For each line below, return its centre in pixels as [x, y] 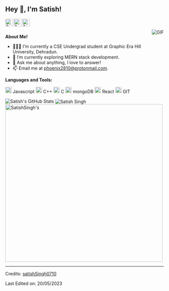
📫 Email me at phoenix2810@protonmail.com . [60, 68]
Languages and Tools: [29, 80]
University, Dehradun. [35, 51]
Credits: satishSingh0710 [31, 274]
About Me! [17, 36]
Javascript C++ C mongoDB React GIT [71, 91]
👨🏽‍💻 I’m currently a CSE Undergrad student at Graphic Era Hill [77, 46]
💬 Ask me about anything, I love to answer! [57, 62]
